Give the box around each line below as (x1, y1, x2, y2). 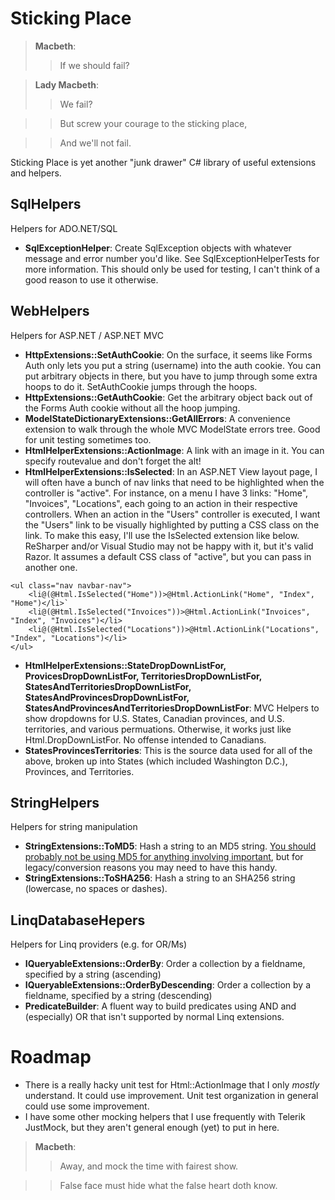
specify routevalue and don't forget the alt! (24, 455, 202, 467)
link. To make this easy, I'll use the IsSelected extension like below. (24, 529, 300, 541)
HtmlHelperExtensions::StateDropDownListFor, (24, 659, 227, 671)
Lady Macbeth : (34, 78, 100, 91)
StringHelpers (10, 794, 100, 811)
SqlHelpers (10, 196, 82, 213)
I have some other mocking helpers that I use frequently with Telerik (24, 1111, 306, 1123)
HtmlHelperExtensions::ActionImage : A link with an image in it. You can (24, 444, 325, 456)
